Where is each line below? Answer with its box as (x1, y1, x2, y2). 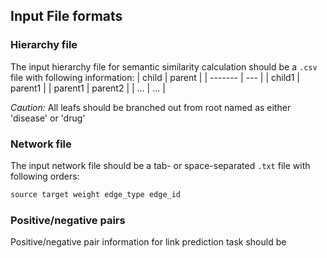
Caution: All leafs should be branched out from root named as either (10, 101, 292, 113)
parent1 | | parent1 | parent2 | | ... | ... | (10, 82, 166, 94)
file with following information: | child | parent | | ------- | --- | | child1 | (10, 71, 300, 83)
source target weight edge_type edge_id (10, 189, 182, 199)
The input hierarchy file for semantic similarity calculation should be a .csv (10, 60, 318, 73)
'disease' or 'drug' (10, 112, 86, 124)
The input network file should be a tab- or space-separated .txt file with (10, 159, 311, 171)
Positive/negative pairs (10, 213, 126, 227)
